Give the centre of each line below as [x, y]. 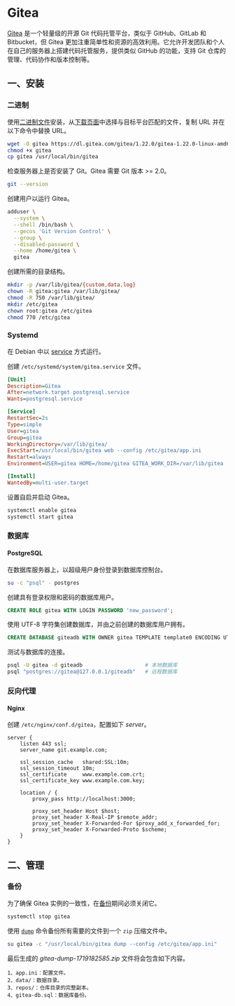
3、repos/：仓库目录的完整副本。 [50, 988]
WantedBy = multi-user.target [48, 483]
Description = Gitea [34, 386]
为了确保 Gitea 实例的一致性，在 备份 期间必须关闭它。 [84, 903]
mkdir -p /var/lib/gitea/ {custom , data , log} [72, 285]
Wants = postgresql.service [45, 399]
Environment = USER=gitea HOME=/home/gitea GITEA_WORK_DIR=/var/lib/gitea [115, 464]
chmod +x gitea [29, 150]
